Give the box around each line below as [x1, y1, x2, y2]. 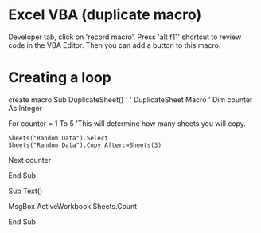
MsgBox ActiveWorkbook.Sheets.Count [8, 201, 138, 211]
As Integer [8, 103, 42, 113]
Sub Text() [8, 186, 43, 195]
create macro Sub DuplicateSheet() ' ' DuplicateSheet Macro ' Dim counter [8, 94, 253, 105]
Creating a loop [8, 69, 111, 87]
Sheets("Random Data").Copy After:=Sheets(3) [8, 141, 162, 149]
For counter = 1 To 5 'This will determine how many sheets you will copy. [8, 118, 247, 128]
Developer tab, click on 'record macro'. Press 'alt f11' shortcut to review [8, 32, 242, 41]
